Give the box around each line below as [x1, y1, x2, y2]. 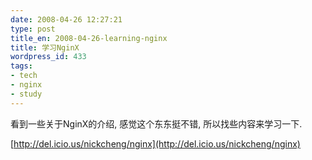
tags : [10, 61, 33, 71]
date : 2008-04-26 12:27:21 [10, 14, 123, 25]
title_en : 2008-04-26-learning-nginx [10, 33, 168, 43]
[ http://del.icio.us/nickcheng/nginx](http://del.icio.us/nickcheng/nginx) [10, 137, 301, 150]
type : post [10, 24, 56, 34]
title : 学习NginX [10, 42, 80, 53]
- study [10, 89, 43, 99]
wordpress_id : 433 [10, 52, 87, 62]
